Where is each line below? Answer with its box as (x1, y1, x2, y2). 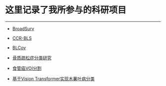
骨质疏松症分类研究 (12, 55, 52, 60)
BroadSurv (12, 26, 35, 31)
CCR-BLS (12, 35, 32, 41)
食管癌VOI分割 (12, 65, 42, 71)
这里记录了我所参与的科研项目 (5, 4, 127, 16)
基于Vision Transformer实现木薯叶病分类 (12, 76, 95, 82)
